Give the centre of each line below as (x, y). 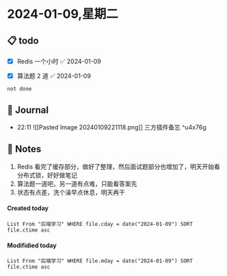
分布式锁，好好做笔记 (47, 175)
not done (19, 89)
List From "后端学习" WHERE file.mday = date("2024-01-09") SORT (100, 261)
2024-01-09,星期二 (63, 14)
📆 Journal (28, 110)
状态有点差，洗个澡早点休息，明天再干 (71, 192)
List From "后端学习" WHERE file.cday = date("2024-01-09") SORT (100, 224)
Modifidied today (32, 245)
